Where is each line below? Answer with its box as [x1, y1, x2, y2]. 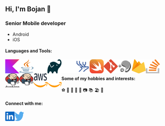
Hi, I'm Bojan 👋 [5, 5, 51, 13]
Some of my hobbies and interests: [61, 76, 136, 82]
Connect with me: [5, 100, 43, 106]
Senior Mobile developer [5, 20, 66, 27]
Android [12, 31, 29, 37]
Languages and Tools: [5, 48, 52, 54]
